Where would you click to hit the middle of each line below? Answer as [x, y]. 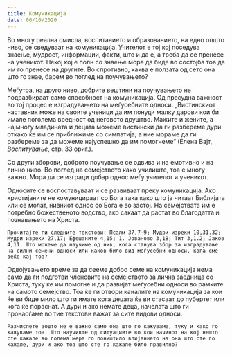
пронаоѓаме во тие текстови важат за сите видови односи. [95, 313]
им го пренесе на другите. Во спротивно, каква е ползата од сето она [111, 69]
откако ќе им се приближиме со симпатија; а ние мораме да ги [102, 134]
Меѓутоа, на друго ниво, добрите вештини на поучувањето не [99, 90]
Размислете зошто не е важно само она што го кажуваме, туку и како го [113, 326]
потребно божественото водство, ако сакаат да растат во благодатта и [113, 212]
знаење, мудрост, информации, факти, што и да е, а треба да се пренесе [115, 54]
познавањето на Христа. [44, 219]
